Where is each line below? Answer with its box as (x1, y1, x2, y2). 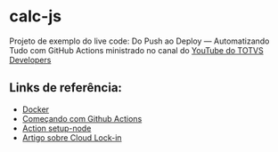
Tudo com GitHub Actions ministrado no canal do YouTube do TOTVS (9, 44, 265, 55)
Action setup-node (21, 123, 92, 133)
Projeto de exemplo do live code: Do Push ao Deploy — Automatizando (9, 36, 270, 46)
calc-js (9, 6, 62, 27)
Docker (21, 104, 50, 115)
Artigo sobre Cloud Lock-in (21, 132, 122, 143)
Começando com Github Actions (21, 113, 143, 124)
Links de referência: (9, 80, 123, 95)
